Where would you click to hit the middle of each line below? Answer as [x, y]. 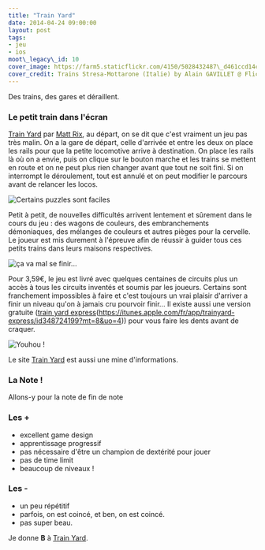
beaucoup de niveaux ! [57, 468]
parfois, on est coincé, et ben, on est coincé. [92, 514]
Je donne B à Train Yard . [48, 537]
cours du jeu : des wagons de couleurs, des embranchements [108, 223]
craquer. [22, 329]
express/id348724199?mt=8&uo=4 [65, 321]
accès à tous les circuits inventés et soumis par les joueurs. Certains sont [127, 287]
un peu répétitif [45, 506]
